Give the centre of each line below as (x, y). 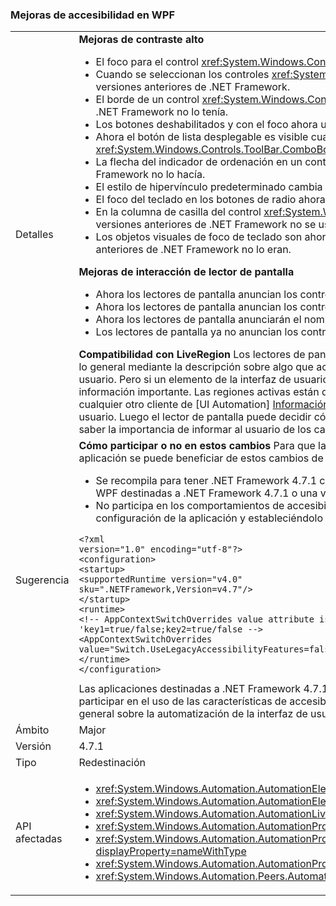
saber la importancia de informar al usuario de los (195, 430)
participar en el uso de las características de (182, 701)
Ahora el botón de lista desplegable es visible (202, 137)
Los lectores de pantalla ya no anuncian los (197, 332)
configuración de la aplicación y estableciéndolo (209, 518)
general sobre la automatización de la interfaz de (193, 714)
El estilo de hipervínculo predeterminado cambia (209, 187)
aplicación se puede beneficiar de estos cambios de (201, 458)
